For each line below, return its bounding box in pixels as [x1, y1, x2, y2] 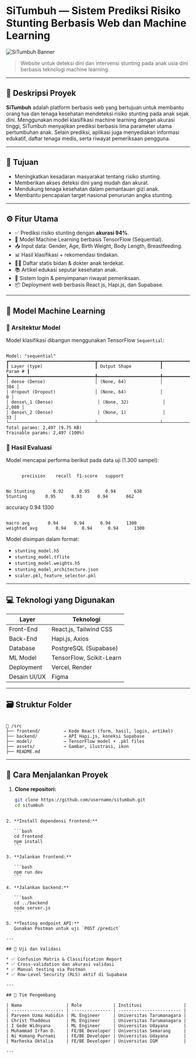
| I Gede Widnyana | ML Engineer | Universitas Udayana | [6, 1022, 187, 1029]
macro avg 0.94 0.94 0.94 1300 [6, 521, 137, 526]
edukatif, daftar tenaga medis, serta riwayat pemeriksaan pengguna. [6, 135, 170, 142]
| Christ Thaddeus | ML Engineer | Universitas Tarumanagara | [6, 1018, 187, 1023]
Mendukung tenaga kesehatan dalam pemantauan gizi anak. [14, 185, 160, 192]
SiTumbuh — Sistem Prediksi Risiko [6, 4, 181, 18]
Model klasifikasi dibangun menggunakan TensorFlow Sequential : [6, 337, 165, 344]
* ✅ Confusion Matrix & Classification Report [6, 956, 123, 962]
